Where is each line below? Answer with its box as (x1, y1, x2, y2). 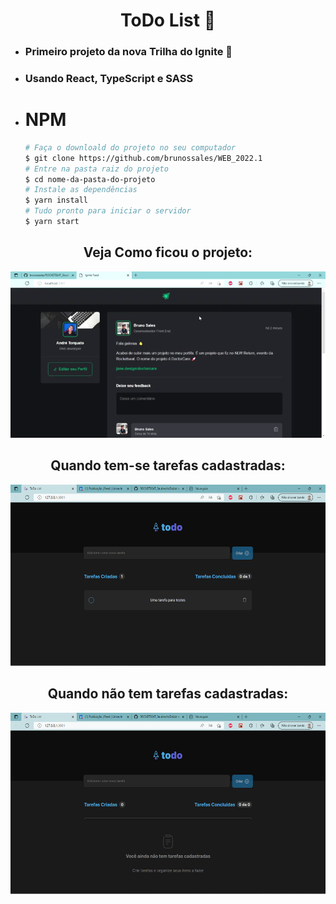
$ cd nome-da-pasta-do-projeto (24, 174, 156, 184)
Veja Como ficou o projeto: (83, 244, 253, 261)
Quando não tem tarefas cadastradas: (47, 685, 289, 703)
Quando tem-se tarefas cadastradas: (50, 457, 286, 474)
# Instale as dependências (24, 185, 138, 195)
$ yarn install (24, 195, 89, 206)
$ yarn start (24, 217, 80, 227)
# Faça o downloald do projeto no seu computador (24, 142, 237, 153)
